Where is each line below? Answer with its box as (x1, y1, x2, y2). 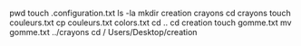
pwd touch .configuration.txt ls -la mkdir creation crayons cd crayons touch (9, 8, 292, 18)
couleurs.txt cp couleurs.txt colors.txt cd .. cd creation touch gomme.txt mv (9, 17, 292, 28)
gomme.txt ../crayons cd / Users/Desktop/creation (9, 27, 198, 37)
